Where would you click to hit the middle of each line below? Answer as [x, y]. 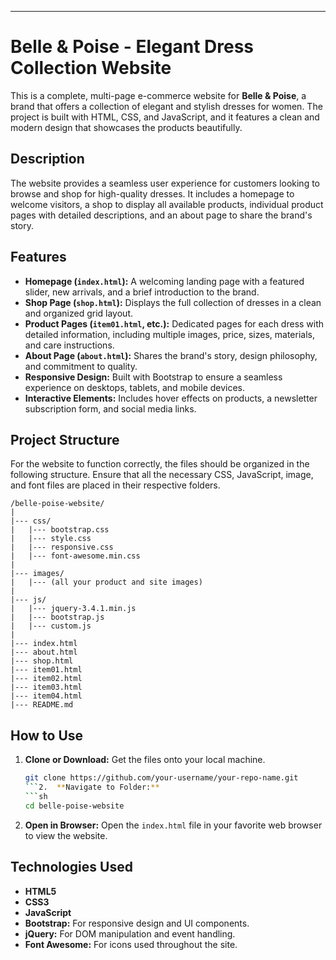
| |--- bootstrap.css [60, 530]
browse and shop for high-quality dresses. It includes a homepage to [152, 193]
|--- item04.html [46, 696]
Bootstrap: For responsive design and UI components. [137, 923]
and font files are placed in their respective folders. [115, 485]
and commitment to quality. [81, 366]
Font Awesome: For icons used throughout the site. [131, 944]
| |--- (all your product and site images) [106, 582]
